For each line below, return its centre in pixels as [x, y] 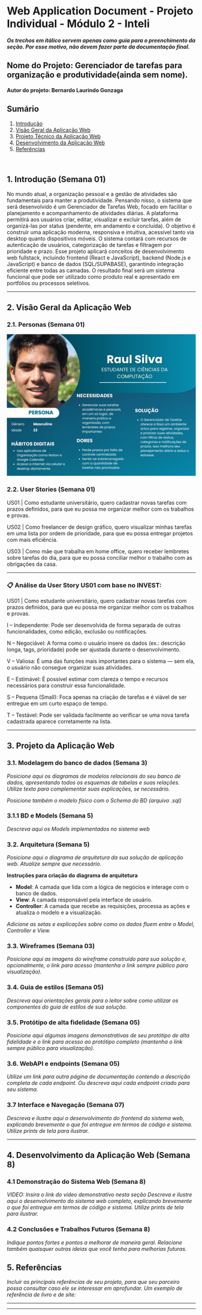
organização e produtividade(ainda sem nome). [97, 75]
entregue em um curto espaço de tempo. [58, 703]
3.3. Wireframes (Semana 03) [51, 946]
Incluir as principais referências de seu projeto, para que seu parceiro [93, 1282]
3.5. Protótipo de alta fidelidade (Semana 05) [73, 1022]
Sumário [23, 109]
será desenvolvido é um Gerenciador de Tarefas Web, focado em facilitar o [100, 206]
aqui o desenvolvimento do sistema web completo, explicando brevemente [100, 1201]
